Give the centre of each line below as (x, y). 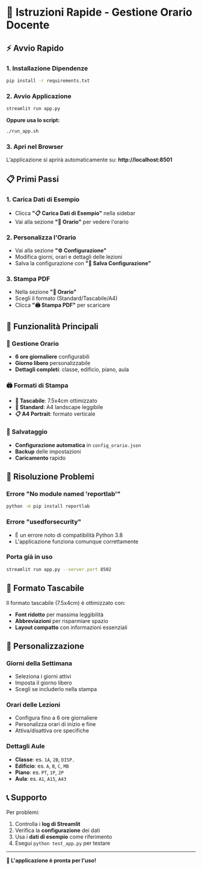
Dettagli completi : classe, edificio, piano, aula (72, 369)
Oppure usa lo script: (33, 120)
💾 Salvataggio (27, 432)
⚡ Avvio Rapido (35, 48)
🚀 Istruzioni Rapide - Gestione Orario (99, 12)
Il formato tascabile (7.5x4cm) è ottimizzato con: (66, 602)
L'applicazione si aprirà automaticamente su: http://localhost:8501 (89, 160)
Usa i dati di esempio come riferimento (63, 836)
